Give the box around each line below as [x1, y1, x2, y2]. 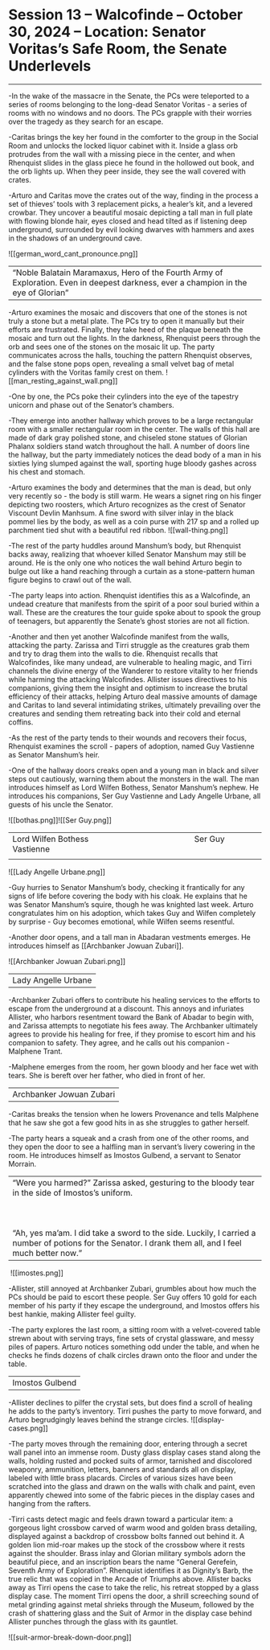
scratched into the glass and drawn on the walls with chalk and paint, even [8, 1481, 256, 1491]
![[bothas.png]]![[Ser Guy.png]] [8, 815, 112, 825]
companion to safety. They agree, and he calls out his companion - [8, 1037, 231, 1047]
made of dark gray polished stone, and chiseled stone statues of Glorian [8, 433, 247, 442]
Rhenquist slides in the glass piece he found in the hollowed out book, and [8, 158, 255, 167]
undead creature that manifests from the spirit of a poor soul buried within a [8, 599, 260, 609]
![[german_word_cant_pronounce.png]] [8, 248, 138, 258]
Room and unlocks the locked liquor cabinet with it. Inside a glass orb [8, 141, 239, 150]
